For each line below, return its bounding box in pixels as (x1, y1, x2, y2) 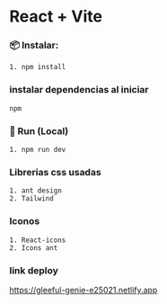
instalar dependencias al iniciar (9, 84, 150, 96)
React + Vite (9, 6, 103, 27)
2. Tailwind (9, 194, 54, 203)
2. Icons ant (9, 243, 58, 253)
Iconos (9, 215, 40, 228)
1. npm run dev (9, 146, 66, 155)
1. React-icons (9, 236, 66, 245)
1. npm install (9, 63, 66, 72)
